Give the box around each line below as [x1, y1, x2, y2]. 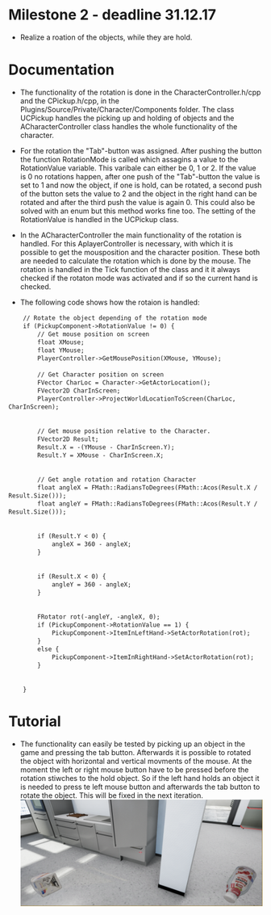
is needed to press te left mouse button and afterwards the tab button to [19, 782, 261, 791]
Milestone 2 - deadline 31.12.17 [8, 6, 216, 24]
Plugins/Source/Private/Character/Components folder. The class [19, 104, 235, 114]
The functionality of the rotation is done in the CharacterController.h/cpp [19, 87, 261, 97]
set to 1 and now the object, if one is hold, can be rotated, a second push [19, 180, 262, 190]
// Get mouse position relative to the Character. [37, 426, 211, 435]
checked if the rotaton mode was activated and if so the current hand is [19, 273, 258, 283]
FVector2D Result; [37, 434, 99, 443]
